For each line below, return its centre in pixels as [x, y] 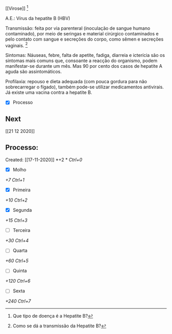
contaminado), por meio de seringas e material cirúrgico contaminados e [82, 33]
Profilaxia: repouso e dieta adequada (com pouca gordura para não [76, 82]
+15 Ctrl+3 [16, 221]
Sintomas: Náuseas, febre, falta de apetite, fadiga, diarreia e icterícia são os [85, 55]
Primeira [21, 190]
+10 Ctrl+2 [16, 200]
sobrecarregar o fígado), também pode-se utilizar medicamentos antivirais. [84, 87]
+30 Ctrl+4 [17, 241]
